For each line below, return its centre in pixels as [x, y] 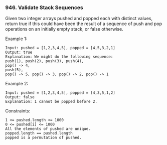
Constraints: [18, 111]
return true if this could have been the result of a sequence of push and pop [83, 24]
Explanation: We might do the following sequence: [59, 57]
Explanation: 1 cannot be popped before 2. [51, 102]
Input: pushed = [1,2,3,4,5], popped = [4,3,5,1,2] [60, 93]
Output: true [19, 52]
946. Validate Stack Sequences [44, 8]
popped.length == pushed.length [39, 133]
